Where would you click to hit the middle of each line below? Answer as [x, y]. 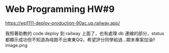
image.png [16, 45]
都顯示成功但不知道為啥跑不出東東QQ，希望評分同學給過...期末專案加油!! [80, 39]
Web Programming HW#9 [60, 9]
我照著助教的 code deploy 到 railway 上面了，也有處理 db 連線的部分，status [85, 33]
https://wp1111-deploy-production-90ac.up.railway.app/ [63, 23]
